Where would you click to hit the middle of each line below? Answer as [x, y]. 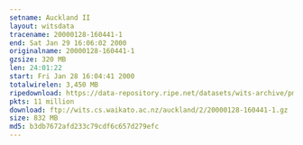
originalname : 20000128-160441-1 [72, 51]
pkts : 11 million [42, 101]
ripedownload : [36, 93]
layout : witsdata [42, 26]
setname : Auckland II [50, 18]
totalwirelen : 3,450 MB [54, 85]
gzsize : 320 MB [38, 59]
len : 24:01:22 [36, 68]
